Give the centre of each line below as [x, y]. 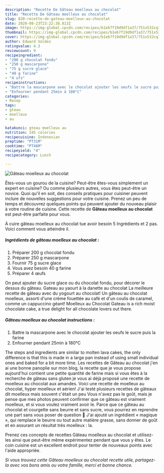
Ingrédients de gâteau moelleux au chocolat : [52, 240]
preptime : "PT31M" [24, 142]
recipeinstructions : [26, 82]
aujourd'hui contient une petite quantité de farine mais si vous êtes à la [76, 373]
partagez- [145, 460]
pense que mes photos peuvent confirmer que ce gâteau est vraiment [75, 399]
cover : [12, 37]
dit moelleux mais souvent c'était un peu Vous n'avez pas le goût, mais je [79, 394]
